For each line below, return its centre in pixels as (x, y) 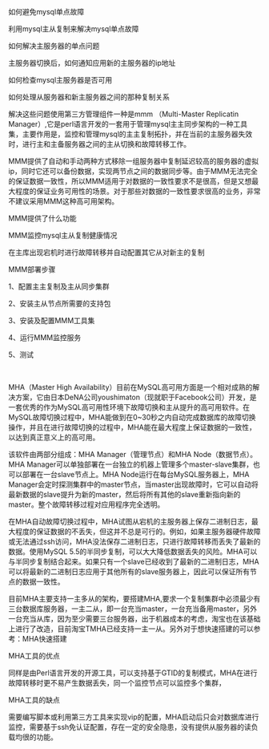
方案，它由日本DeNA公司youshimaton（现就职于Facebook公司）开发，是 (136, 397)
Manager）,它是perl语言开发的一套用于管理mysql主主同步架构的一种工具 (128, 124)
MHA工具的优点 (34, 656)
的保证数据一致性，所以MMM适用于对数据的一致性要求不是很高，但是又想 (130, 181)
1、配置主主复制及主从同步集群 (59, 286)
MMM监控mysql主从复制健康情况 (63, 235)
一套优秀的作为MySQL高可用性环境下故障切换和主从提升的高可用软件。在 (129, 407)
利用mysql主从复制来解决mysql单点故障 (74, 29)
